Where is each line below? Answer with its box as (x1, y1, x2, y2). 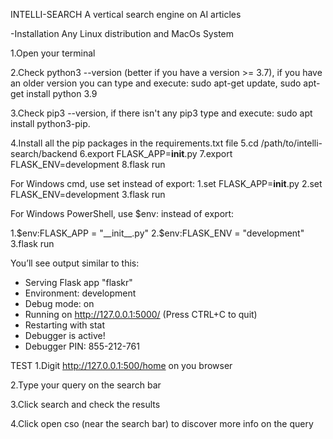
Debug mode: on (24, 298, 95, 309)
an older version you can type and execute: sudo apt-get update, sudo (10, 77, 302, 89)
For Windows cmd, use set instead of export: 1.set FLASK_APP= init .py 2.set (10, 178, 323, 189)
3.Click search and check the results (10, 399, 161, 410)
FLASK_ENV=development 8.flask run (10, 159, 166, 170)
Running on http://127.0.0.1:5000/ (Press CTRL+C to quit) (24, 309, 258, 320)
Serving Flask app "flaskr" (24, 277, 133, 288)
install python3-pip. (10, 118, 91, 129)
